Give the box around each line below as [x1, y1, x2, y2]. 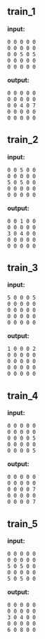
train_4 [7, 389, 39, 401]
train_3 [7, 262, 39, 274]
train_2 [7, 134, 39, 146]
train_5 [7, 517, 39, 529]
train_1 [7, 6, 36, 18]
